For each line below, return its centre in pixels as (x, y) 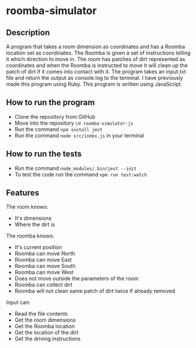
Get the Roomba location (45, 326)
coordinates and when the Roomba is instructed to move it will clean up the (97, 65)
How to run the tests (44, 154)
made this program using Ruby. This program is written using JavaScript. (94, 84)
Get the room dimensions (45, 320)
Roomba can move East (43, 260)
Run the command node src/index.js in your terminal (79, 135)
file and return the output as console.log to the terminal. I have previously (95, 78)
